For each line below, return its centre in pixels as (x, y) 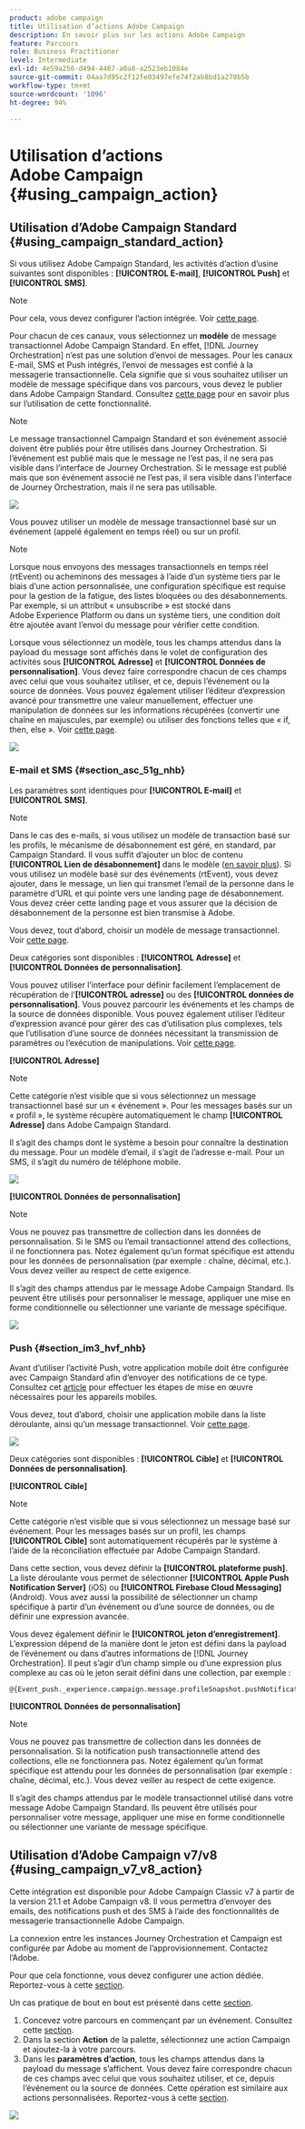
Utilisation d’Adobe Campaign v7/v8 (113, 1855)
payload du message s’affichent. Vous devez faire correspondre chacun (157, 2068)
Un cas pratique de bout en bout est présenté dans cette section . (131, 2002)
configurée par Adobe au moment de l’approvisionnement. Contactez (139, 1948)
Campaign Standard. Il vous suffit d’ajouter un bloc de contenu (126, 854)
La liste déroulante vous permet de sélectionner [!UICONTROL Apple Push (149, 1577)
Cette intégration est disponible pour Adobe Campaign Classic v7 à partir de (152, 1891)
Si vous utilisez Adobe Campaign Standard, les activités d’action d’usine (144, 264)
